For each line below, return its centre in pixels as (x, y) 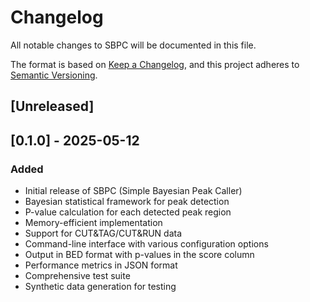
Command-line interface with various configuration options (146, 244)
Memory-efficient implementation (93, 223)
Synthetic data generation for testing (100, 287)
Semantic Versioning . (54, 75)
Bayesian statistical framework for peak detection (127, 202)
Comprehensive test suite (77, 276)
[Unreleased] (52, 106)
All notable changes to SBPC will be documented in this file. (133, 45)
